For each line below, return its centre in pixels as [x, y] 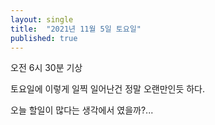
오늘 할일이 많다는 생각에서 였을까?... [82, 110]
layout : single [42, 19]
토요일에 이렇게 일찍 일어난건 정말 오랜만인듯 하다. [108, 89]
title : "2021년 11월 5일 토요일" [76, 29]
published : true [44, 38]
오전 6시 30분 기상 [46, 68]
